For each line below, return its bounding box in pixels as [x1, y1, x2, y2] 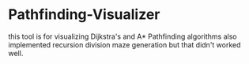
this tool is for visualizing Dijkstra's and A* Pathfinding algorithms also [8, 32, 237, 41]
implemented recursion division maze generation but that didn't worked [8, 40, 241, 49]
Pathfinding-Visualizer [8, 6, 160, 24]
